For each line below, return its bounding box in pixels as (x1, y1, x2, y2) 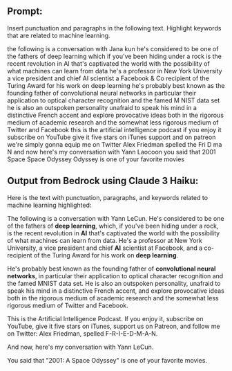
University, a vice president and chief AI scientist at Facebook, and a (7, 244, 203, 252)
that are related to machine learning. (7, 31, 110, 39)
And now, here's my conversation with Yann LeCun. (7, 343, 154, 351)
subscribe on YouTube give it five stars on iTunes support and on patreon (7, 133, 216, 141)
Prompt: (7, 6, 43, 17)
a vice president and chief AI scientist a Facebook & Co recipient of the (7, 74, 209, 82)
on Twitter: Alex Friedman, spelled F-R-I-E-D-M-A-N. (7, 329, 158, 338)
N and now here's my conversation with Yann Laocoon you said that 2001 (7, 147, 216, 156)
